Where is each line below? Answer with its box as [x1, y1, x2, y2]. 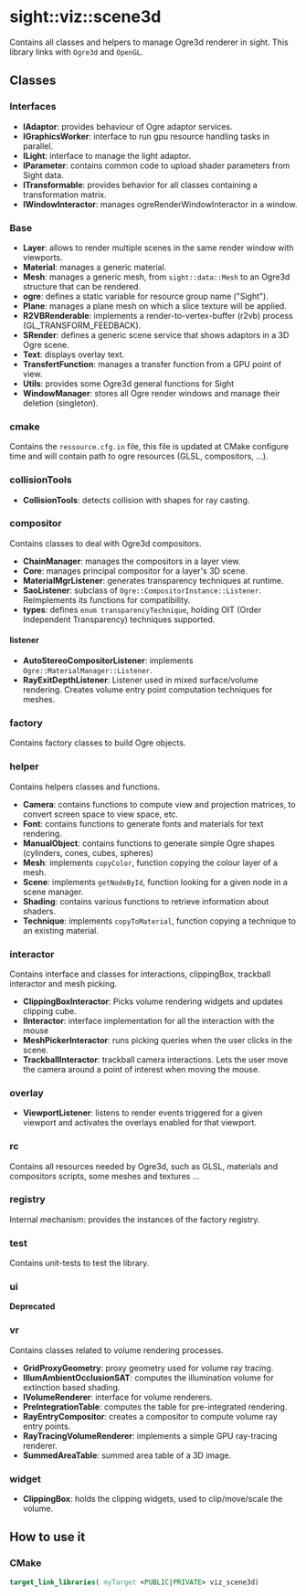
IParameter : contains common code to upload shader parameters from [22, 160, 290, 171]
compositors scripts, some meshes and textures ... [9, 1170, 200, 1181]
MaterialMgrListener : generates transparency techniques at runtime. [22, 575, 284, 586]
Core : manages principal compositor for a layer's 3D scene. [22, 565, 248, 576]
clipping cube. [22, 1005, 77, 1016]
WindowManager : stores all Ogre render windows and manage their [22, 387, 280, 398]
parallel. [22, 140, 53, 152]
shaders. [22, 905, 57, 916]
